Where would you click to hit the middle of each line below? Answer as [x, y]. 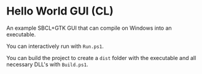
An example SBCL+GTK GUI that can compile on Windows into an [89, 28]
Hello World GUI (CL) [60, 11]
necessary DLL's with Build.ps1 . [47, 64]
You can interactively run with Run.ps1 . [55, 46]
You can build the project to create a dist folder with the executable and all [101, 58]
